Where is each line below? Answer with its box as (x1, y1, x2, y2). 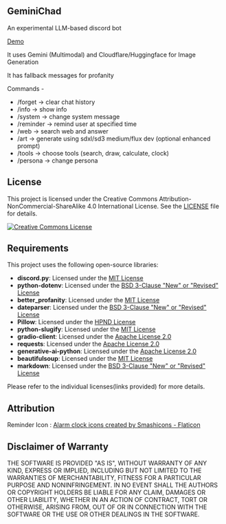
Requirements (7, 242, 69, 254)
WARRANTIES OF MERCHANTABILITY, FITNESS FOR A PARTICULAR (7, 474, 201, 482)
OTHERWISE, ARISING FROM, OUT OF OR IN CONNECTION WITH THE (7, 503, 207, 512)
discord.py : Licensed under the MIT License (16, 274, 144, 282)
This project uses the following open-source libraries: (7, 261, 159, 269)
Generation (7, 58, 39, 66)
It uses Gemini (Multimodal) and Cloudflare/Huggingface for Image (7, 50, 196, 59)
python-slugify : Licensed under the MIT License (16, 325, 156, 333)
